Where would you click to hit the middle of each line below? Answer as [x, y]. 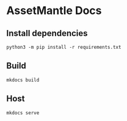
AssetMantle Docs [54, 11]
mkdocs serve [23, 113]
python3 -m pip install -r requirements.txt [64, 47]
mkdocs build [23, 80]
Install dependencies [47, 33]
